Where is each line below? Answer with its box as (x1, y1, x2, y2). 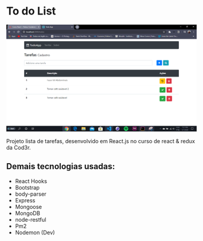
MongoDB (14, 210, 40, 217)
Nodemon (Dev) (14, 228, 56, 236)
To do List (6, 4, 56, 18)
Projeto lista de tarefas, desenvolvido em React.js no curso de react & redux (6, 137, 195, 144)
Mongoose (14, 203, 42, 210)
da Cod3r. (6, 144, 31, 151)
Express (14, 196, 36, 204)
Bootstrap (14, 184, 40, 191)
